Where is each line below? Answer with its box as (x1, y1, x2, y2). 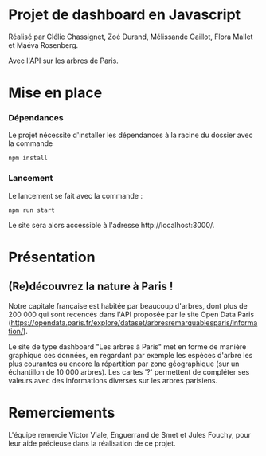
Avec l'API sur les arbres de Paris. (8, 56, 119, 65)
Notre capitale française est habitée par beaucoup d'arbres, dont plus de (8, 301, 248, 310)
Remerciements (8, 403, 115, 422)
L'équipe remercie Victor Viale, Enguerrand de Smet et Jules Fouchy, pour (8, 430, 252, 439)
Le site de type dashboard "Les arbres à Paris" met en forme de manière (8, 341, 247, 352)
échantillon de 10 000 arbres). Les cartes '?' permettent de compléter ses (8, 367, 250, 376)
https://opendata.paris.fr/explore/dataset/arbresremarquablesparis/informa (10, 317, 258, 328)
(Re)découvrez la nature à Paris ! (8, 280, 174, 293)
